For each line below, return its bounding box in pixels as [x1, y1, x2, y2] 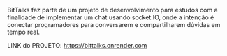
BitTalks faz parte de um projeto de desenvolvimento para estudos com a [7, 6, 218, 14]
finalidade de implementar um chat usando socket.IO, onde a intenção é [7, 13, 214, 21]
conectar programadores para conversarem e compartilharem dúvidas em [7, 21, 221, 28]
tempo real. [7, 28, 41, 36]
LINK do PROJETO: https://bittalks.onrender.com [7, 41, 147, 49]
